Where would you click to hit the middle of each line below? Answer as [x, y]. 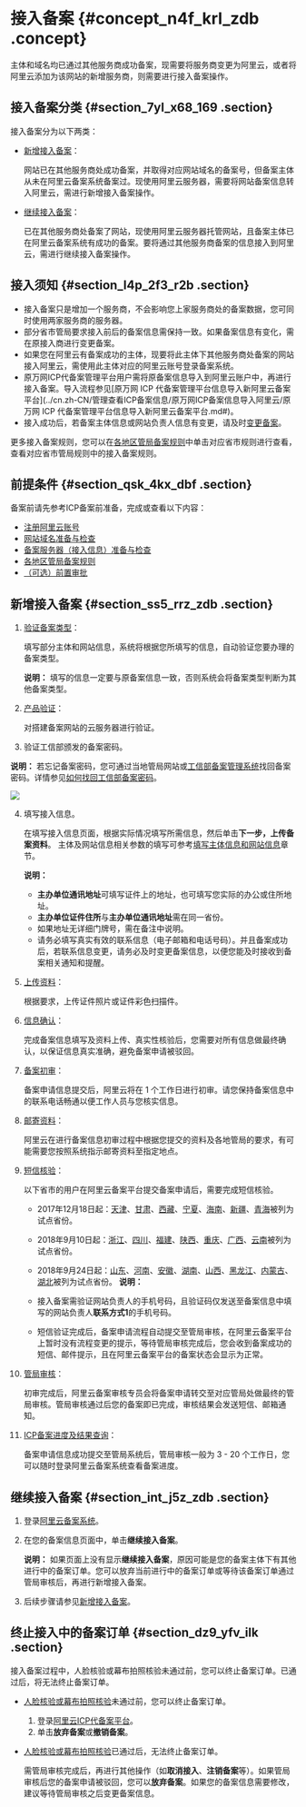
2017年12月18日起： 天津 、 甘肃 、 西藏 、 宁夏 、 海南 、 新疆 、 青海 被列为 [165, 1209]
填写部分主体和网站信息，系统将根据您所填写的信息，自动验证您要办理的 [158, 647]
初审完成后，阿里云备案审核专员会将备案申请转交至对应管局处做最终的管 [158, 1393]
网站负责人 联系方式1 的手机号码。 [114, 1313]
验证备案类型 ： [51, 628]
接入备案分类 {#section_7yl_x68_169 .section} [142, 108]
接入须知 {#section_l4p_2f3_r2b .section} [130, 286]
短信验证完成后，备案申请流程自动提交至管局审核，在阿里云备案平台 [164, 1332]
